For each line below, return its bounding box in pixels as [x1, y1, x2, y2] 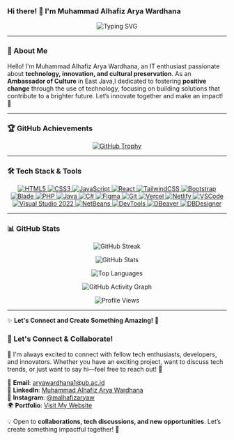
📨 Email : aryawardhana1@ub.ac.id [7, 378, 105, 386]
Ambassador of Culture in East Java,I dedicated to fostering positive [7, 77, 207, 85]
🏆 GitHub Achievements [7, 123, 93, 133]
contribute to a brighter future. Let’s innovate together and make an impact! [7, 91, 224, 100]
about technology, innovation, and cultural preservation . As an [7, 69, 192, 77]
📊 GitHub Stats [7, 224, 61, 234]
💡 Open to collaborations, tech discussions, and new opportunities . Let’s [7, 417, 221, 425]
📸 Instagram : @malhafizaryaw [7, 393, 95, 402]
